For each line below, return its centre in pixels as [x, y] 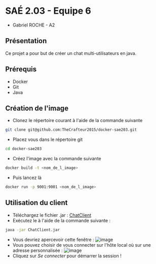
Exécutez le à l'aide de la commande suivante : [62, 220]
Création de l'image [37, 108]
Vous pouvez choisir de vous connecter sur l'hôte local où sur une [82, 245]
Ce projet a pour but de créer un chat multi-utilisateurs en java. [71, 53]
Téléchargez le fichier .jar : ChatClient [52, 215]
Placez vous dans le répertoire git [48, 139]
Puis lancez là [27, 178]
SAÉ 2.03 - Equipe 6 [48, 11]
